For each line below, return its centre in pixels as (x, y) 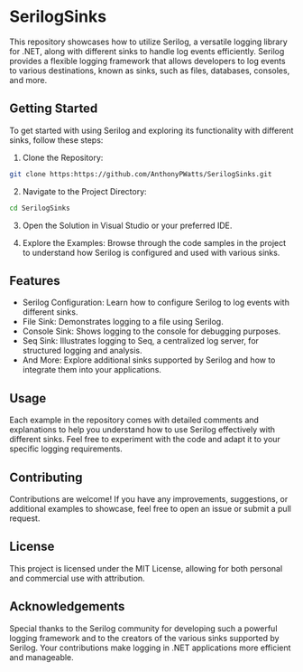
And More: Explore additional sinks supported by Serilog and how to (149, 360)
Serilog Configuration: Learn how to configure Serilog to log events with (156, 303)
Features (35, 281)
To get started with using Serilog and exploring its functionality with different (151, 130)
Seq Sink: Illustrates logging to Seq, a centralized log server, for (141, 341)
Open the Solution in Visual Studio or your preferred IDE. (127, 225)
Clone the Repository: (63, 157)
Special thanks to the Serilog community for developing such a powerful (143, 628)
